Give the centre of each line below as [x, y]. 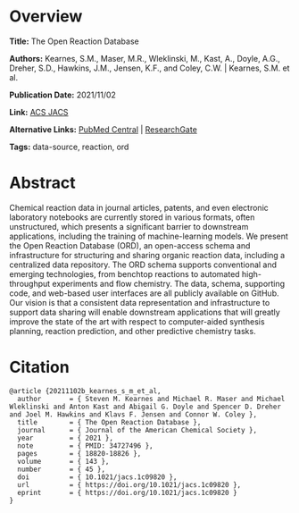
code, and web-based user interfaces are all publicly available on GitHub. [144, 293]
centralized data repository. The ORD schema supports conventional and [143, 265]
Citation [39, 367]
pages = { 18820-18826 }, [79, 453]
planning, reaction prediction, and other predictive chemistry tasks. [133, 331]
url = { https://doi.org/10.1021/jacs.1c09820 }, [129, 484]
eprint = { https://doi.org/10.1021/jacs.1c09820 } [128, 492]
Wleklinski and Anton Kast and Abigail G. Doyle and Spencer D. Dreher [145, 407]
